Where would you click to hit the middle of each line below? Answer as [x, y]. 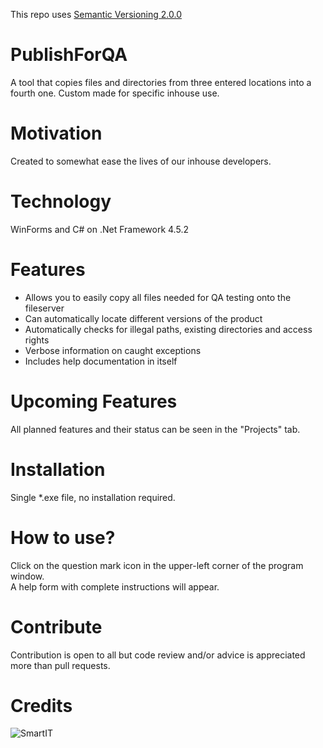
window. [27, 576]
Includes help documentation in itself [101, 361]
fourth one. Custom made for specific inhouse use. [115, 93]
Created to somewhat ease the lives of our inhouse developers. [141, 161]
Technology [61, 201]
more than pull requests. [60, 665]
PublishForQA [69, 55]
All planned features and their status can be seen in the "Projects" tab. [155, 429]
